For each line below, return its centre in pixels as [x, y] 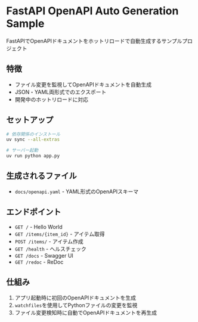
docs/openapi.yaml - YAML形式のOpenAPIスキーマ [77, 191]
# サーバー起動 [22, 150]
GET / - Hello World [38, 227]
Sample [25, 24]
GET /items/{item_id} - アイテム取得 [60, 234]
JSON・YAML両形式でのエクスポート [61, 92]
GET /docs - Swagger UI [44, 255]
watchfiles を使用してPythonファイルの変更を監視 [76, 305]
